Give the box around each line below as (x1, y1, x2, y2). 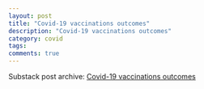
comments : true (8, 49, 60, 57)
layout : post (8, 11, 53, 20)
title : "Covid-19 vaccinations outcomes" (8, 19, 151, 28)
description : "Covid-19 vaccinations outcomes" (8, 27, 172, 35)
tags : (8, 42, 27, 50)
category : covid (8, 34, 63, 43)
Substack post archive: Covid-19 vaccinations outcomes (8, 72, 196, 81)
